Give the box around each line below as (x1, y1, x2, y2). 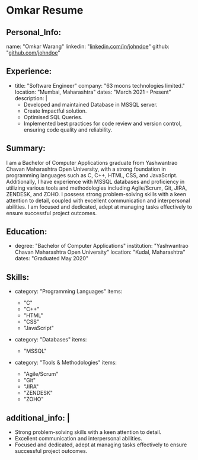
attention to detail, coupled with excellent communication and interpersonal (6, 197, 190, 204)
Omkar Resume (6, 4, 84, 17)
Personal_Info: (6, 27, 61, 37)
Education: (6, 226, 47, 237)
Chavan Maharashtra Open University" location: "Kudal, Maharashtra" (14, 248, 186, 255)
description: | (14, 94, 47, 101)
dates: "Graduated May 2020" (14, 255, 89, 262)
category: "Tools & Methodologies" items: (14, 359, 117, 366)
